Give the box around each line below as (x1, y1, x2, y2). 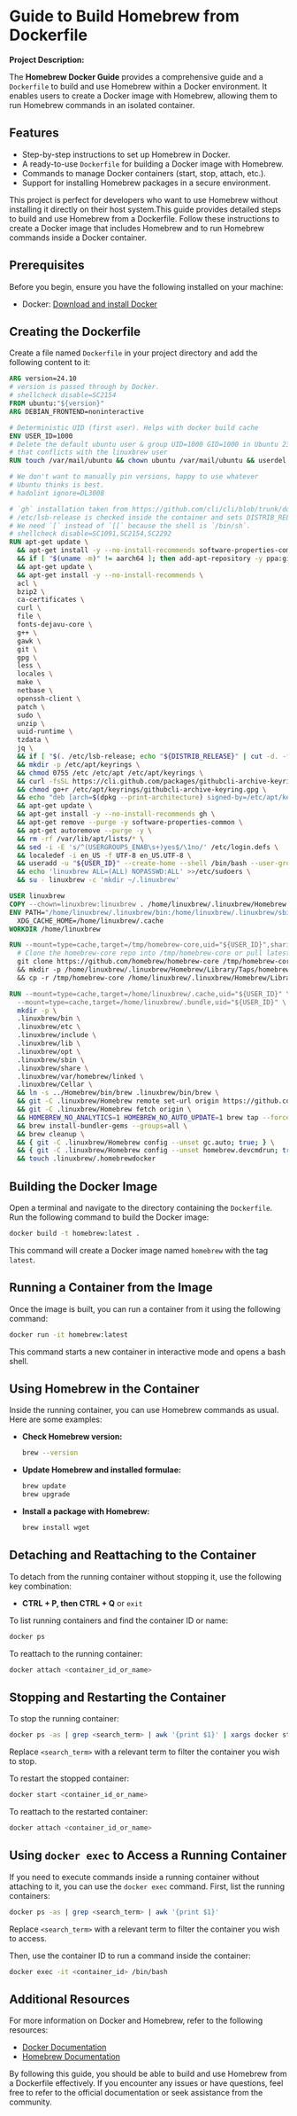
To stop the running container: (9, 1714, 119, 1724)
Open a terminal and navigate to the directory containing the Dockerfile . (9, 1202, 273, 1213)
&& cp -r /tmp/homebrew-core (17, 973, 125, 982)
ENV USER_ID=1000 (9, 432, 73, 441)
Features (9, 126, 59, 141)
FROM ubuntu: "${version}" (9, 399, 104, 408)
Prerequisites (9, 258, 85, 273)
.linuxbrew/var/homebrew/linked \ (17, 1072, 144, 1081)
